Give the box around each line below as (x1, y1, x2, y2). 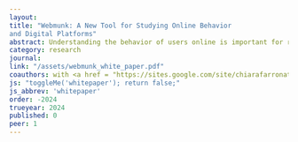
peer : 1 (9, 120, 38, 129)
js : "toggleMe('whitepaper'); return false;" (9, 78, 180, 87)
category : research (9, 46, 82, 55)
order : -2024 (9, 94, 58, 104)
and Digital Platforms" (9, 29, 98, 38)
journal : (9, 54, 42, 63)
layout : (9, 12, 38, 22)
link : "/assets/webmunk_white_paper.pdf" (9, 63, 165, 71)
